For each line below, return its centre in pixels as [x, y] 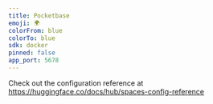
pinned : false [32, 53]
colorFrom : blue [35, 30]
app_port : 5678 [34, 61]
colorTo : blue [32, 38]
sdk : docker [28, 46]
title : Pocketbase [39, 16]
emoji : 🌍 [24, 23]
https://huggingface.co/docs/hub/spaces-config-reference [106, 91]
